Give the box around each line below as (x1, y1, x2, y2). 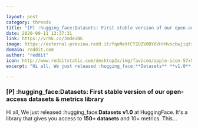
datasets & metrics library (28, 95, 104, 103)
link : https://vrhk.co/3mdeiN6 (6, 36, 83, 42)
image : (6, 41, 22, 47)
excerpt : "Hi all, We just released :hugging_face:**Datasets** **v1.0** (6, 63, 192, 69)
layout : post (6, 14, 38, 19)
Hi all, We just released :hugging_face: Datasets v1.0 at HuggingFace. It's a (6, 109, 188, 116)
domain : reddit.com (6, 47, 54, 53)
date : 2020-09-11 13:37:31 (6, 30, 72, 36)
